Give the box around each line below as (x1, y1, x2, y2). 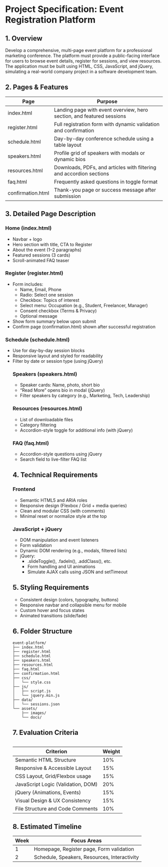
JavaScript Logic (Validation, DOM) (14, 781, 98, 788)
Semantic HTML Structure (14, 756, 76, 763)
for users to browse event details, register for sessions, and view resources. (5, 58, 161, 64)
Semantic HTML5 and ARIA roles (19, 497, 87, 503)
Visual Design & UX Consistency (14, 797, 91, 804)
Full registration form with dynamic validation (54, 121, 160, 128)
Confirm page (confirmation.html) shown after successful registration (12, 324, 156, 330)
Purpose (96, 98, 117, 105)
